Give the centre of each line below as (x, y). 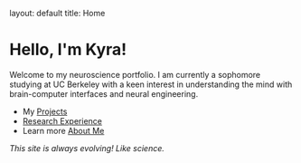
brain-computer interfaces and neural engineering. (104, 93)
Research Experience (62, 120)
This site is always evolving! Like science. (87, 148)
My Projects (45, 111)
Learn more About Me (63, 130)
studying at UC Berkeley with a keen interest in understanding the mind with (151, 84)
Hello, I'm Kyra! (68, 50)
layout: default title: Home (57, 13)
